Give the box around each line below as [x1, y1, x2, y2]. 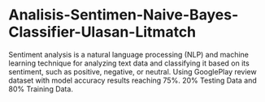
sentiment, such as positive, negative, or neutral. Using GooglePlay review [8, 66, 258, 76]
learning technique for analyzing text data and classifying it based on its [8, 58, 250, 68]
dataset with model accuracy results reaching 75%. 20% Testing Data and [8, 75, 258, 85]
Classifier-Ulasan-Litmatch [8, 23, 197, 41]
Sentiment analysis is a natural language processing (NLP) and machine [8, 49, 250, 59]
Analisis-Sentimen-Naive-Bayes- [8, 6, 239, 24]
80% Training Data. [8, 83, 73, 94]
